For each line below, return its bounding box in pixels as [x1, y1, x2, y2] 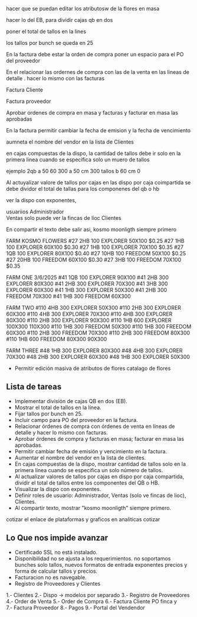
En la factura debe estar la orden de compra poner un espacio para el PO [6, 51, 184, 58]
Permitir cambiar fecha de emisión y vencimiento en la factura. [14, 447, 167, 454]
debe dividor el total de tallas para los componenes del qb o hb [6, 186, 160, 192]
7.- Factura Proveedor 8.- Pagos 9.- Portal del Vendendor [6, 604, 146, 611]
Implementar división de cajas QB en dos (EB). [14, 397, 128, 404]
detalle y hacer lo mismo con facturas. [14, 428, 108, 436]
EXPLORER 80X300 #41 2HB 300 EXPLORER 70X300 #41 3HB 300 [6, 280, 168, 287]
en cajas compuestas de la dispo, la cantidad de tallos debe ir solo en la [6, 150, 181, 157]
